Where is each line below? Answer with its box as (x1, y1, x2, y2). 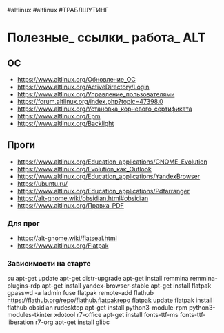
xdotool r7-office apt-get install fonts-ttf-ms (54, 311, 179, 319)
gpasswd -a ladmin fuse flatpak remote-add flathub (7, 289, 154, 297)
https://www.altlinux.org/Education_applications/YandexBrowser (17, 172, 201, 180)
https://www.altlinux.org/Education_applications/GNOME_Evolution (17, 158, 208, 166)
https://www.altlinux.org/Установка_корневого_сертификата (17, 105, 192, 113)
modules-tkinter (7, 311, 53, 319)
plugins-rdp (7, 281, 41, 290)
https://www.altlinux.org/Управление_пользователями (17, 90, 175, 98)
